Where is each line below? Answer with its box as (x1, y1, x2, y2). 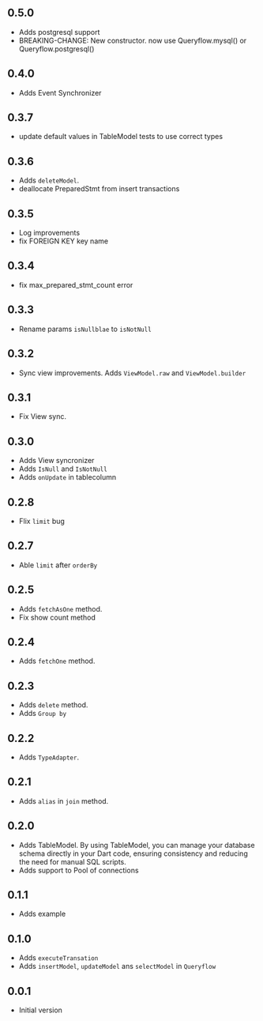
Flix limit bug (18, 516, 65, 526)
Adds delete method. (18, 700, 88, 710)
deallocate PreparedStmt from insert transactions (18, 184, 180, 194)
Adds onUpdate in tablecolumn (18, 473, 116, 482)
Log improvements (18, 228, 81, 238)
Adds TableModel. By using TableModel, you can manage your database (18, 840, 255, 850)
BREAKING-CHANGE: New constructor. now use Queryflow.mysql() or (18, 36, 247, 45)
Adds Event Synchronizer (18, 88, 102, 97)
